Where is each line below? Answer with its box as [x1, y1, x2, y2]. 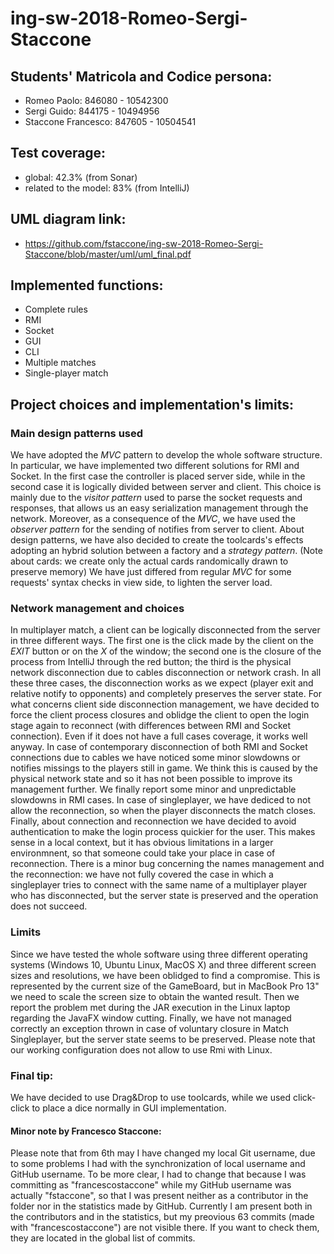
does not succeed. [10, 900, 88, 912]
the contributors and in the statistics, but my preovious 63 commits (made [10, 1211, 315, 1223]
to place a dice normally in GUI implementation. [31, 1102, 227, 1114]
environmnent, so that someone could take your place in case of [10, 847, 276, 859]
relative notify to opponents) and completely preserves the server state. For [10, 688, 323, 700]
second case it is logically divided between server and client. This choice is [10, 481, 322, 493]
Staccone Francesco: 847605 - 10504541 [24, 116, 197, 127]
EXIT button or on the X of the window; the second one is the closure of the [10, 645, 322, 657]
